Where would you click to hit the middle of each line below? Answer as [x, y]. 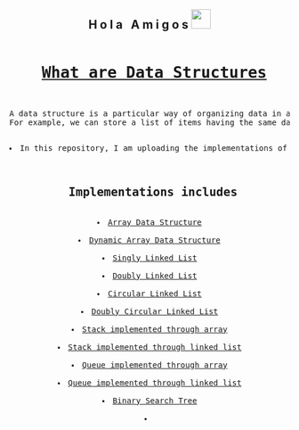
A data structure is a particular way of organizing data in [145, 113]
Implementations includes [153, 192]
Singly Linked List [155, 258]
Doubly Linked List [155, 276]
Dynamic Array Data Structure [154, 240]
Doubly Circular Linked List [155, 311]
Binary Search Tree [155, 401]
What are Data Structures [154, 73]
